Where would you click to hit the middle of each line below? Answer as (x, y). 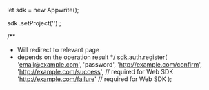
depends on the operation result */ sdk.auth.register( (92, 57)
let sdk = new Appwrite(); (43, 10)
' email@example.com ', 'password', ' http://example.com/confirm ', (109, 64)
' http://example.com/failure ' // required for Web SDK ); (94, 79)
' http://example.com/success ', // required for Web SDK (95, 72)
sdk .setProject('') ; (34, 23)
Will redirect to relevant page (58, 50)
